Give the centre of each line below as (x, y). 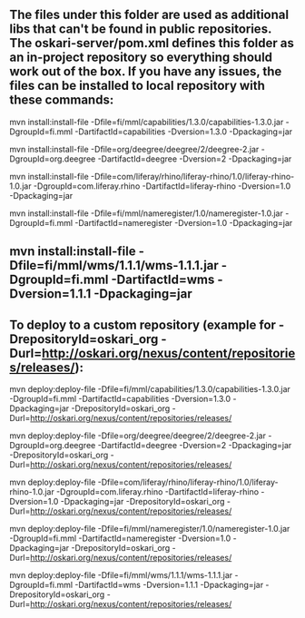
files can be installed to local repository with (137, 86)
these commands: (62, 100)
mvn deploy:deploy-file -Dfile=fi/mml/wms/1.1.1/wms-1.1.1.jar (121, 575)
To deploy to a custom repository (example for (143, 324)
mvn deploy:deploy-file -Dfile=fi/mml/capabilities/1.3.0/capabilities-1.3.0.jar (150, 389)
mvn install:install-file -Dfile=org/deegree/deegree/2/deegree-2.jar (134, 149)
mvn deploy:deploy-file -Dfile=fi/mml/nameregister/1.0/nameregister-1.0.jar (150, 529)
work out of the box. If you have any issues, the (146, 72)
